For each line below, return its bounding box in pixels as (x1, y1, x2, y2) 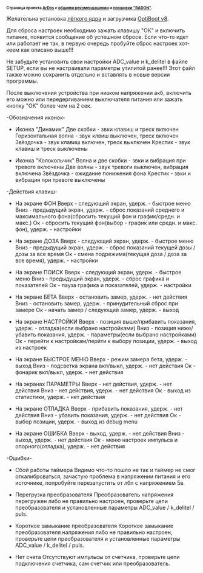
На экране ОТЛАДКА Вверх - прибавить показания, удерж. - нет (15, 405, 183, 412)
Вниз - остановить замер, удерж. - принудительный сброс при (15, 300, 179, 307)
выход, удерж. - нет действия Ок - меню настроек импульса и (15, 436, 178, 443)
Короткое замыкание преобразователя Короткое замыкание (15, 523, 174, 529)
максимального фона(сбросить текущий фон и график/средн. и (15, 213, 181, 220)
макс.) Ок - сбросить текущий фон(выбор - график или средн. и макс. (15, 219, 198, 226)
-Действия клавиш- (6, 188, 58, 195)
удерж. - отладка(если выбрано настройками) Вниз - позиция (15, 325, 176, 332)
